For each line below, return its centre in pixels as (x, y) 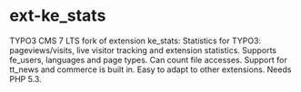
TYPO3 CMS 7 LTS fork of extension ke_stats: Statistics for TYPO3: (135, 41)
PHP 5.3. (26, 78)
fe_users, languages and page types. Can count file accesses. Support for (149, 60)
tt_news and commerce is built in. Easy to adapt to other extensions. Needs (150, 69)
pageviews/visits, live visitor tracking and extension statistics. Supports (143, 50)
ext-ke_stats (58, 16)
